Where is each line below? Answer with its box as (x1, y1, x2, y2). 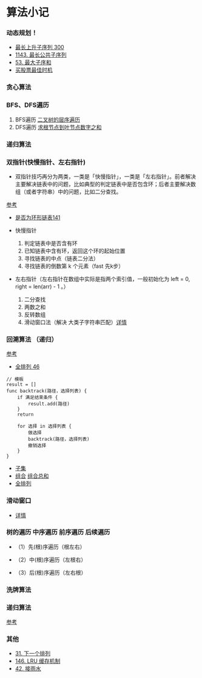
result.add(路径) (28, 401, 70, 407)
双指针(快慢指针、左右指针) (6, 158, 86, 166)
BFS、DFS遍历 (6, 101, 50, 109)
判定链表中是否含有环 (24, 239, 78, 246)
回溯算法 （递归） (6, 335, 58, 344)
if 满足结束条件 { (17, 395, 58, 401)
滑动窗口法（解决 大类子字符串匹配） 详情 (24, 318, 127, 325)
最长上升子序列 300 (15, 44, 65, 51)
